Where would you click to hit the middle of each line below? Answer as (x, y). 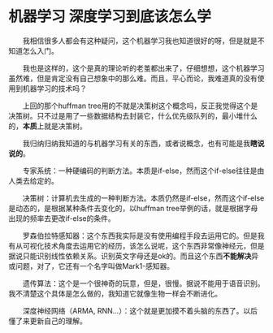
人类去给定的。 (33, 180)
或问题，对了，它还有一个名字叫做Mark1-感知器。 (91, 266)
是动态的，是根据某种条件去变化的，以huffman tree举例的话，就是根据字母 (133, 208)
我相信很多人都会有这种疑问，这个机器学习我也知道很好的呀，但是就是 (140, 41)
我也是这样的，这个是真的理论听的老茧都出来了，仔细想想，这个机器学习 (144, 68)
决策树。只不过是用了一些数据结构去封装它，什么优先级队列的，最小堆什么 (133, 115)
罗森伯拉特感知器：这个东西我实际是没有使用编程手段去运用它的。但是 (140, 236)
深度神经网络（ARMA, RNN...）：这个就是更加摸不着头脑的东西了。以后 (141, 310)
